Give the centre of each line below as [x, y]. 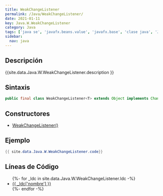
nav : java [19, 41]
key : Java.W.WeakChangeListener [38, 23]
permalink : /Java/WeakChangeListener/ [44, 14]
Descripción [24, 61]
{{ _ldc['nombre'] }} [32, 183]
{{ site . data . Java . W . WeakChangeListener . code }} [54, 151]
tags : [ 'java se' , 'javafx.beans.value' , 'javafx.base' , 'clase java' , [79, 32]
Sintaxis [18, 87]
